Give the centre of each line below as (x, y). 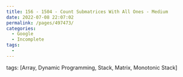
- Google (23, 34)
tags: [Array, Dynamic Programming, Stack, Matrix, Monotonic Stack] (92, 67)
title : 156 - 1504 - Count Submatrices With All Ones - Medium (87, 12)
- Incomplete (28, 39)
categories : (21, 28)
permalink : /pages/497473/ (40, 23)
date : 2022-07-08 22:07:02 (40, 17)
